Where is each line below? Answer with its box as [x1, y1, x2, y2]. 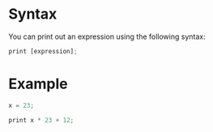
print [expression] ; [8, 47, 79, 55]
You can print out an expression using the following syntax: [8, 32, 206, 41]
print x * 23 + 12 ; [8, 116, 75, 124]
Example [8, 75, 68, 93]
